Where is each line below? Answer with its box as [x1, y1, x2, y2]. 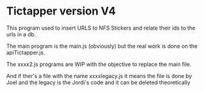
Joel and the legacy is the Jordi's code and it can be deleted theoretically [6, 79, 191, 86]
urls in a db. [6, 30, 37, 38]
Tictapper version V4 [6, 4, 116, 18]
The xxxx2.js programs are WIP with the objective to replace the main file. [6, 61, 192, 68]
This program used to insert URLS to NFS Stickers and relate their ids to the [6, 24, 196, 31]
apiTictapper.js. [6, 48, 46, 56]
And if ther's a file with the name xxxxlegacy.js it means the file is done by [6, 72, 192, 79]
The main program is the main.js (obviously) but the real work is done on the [6, 42, 198, 50]
